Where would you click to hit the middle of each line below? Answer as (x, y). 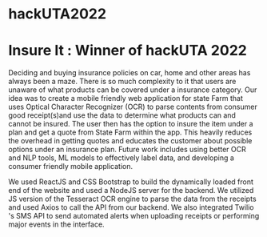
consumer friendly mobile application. (71, 167)
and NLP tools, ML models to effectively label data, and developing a (121, 158)
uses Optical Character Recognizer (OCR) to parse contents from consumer (133, 107)
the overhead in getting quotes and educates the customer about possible (130, 141)
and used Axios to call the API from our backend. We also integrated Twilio (131, 207)
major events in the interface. (57, 224)
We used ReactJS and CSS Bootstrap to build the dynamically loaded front (131, 182)
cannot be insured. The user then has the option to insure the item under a (131, 124)
